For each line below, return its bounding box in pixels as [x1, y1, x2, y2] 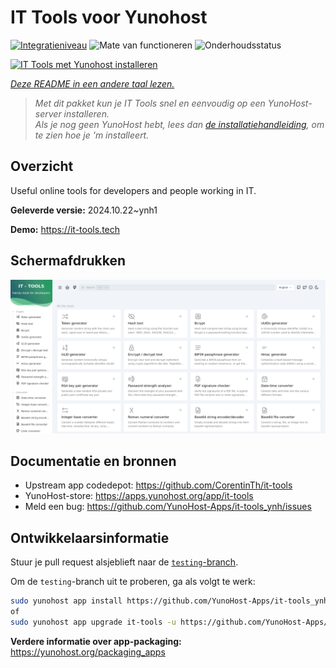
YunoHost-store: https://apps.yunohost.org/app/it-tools [24, 490, 254, 502]
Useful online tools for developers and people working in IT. [10, 184, 257, 196]
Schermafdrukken [10, 252, 126, 270]
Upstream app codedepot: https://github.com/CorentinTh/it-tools [24, 479, 293, 491]
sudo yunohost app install [10, 596, 123, 606]
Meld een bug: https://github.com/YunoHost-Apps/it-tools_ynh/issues [24, 501, 312, 513]
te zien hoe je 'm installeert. [34, 129, 150, 141]
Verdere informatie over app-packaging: [10, 635, 182, 647]
